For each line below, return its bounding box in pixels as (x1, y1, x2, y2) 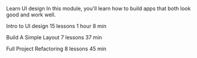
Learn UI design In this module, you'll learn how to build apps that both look (6, 5, 191, 12)
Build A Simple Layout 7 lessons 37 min (6, 34, 103, 40)
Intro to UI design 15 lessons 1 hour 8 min (6, 23, 107, 29)
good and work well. (6, 11, 56, 18)
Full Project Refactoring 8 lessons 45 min (6, 45, 107, 52)
